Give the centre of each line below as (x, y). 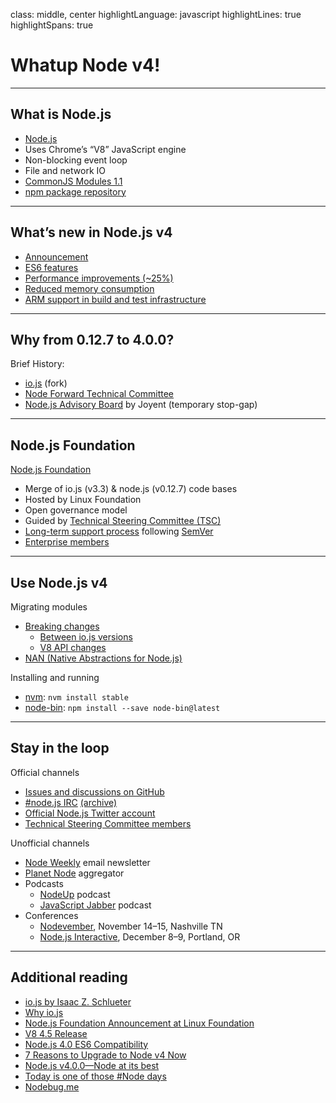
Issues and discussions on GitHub (94, 791)
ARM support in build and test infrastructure (115, 299)
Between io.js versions (86, 637)
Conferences (51, 915)
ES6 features (51, 267)
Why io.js (44, 1012)
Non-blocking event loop (76, 160)
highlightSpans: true (52, 25)
